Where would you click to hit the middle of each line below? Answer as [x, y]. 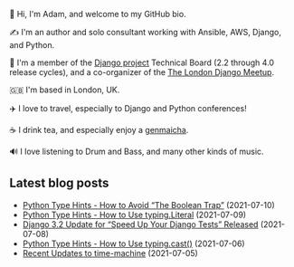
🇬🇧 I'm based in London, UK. [65, 90]
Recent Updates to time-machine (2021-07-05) [110, 253]
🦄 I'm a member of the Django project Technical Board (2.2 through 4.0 [142, 62]
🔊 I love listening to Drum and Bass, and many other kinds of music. [137, 151]
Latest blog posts [59, 183]
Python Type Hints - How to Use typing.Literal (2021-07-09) [134, 215]
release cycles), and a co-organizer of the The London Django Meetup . [142, 72]
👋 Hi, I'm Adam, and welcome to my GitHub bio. [98, 14]
